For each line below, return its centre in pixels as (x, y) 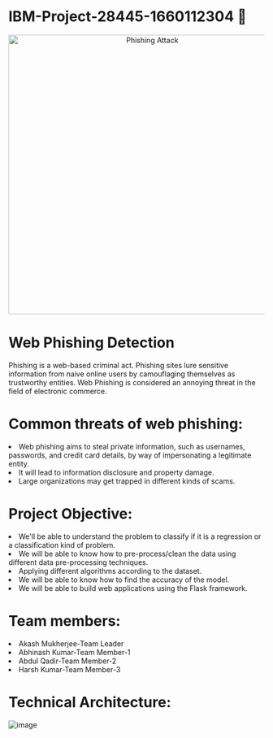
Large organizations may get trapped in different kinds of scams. (127, 481)
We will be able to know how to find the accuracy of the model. (124, 580)
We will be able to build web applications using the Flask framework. (133, 588)
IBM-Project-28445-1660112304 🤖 (128, 17)
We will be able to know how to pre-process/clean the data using (128, 553)
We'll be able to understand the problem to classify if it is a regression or (140, 536)
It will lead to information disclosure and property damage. (117, 472)
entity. (19, 463)
